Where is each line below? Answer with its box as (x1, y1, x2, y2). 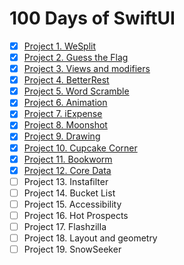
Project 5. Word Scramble (23, 85, 130, 97)
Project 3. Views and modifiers (23, 63, 151, 75)
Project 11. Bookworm (23, 153, 113, 165)
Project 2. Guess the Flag (23, 52, 129, 63)
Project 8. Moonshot (23, 119, 108, 131)
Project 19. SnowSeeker (23, 243, 122, 256)
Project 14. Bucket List (23, 187, 116, 199)
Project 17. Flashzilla (23, 220, 107, 232)
